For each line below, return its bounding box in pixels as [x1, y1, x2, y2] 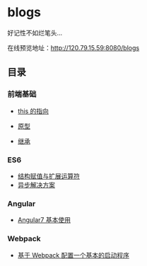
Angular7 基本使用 [17, 216, 71, 224]
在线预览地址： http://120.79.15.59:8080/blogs [7, 43, 140, 52]
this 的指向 [17, 107, 49, 115]
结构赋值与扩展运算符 [17, 171, 80, 180]
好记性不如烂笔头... [7, 28, 63, 37]
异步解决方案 [17, 180, 55, 189]
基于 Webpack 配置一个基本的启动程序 [17, 250, 129, 259]
